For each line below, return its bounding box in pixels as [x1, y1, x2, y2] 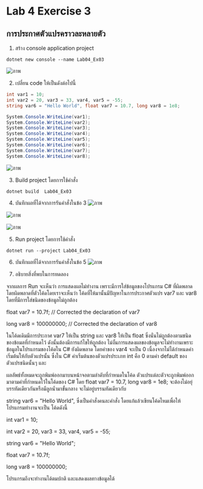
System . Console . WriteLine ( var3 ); [6, 125, 91, 131]
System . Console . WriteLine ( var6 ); [6, 142, 91, 148]
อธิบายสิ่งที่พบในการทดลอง [15, 270, 68, 277]
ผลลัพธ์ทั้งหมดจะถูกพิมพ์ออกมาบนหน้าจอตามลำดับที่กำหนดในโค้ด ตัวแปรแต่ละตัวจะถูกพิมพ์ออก [6, 371, 195, 379]
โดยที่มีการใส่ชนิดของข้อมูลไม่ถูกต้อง [6, 296, 78, 303]
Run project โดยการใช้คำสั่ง [15, 235, 75, 243]
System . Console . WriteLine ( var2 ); [6, 120, 91, 126]
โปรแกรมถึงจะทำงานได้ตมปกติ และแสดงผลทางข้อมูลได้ [6, 474, 115, 482]
